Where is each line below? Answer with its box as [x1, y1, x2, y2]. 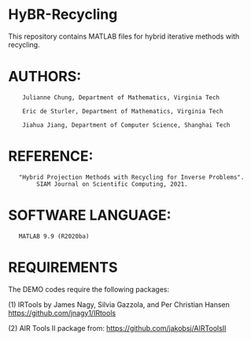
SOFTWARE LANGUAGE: [8, 206, 172, 224]
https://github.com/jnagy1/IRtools [8, 308, 116, 317]
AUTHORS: [8, 68, 82, 86]
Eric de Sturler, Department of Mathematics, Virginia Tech [22, 107, 223, 115]
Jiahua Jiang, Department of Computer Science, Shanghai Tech [22, 120, 231, 129]
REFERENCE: [8, 147, 94, 165]
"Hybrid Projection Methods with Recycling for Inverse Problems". [18, 173, 245, 181]
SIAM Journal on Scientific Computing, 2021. [36, 180, 189, 188]
